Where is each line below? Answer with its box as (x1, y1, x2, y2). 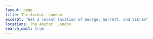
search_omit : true (5, 26, 44, 31)
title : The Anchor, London (5, 12, 62, 17)
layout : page (5, 7, 33, 13)
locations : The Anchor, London (5, 21, 71, 27)
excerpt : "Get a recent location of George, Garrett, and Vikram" (5, 17, 148, 22)
